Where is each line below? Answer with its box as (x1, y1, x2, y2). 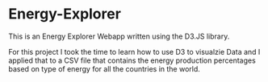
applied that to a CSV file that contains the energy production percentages (8, 55, 256, 65)
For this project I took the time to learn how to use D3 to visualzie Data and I (8, 47, 261, 56)
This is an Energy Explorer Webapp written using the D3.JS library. (8, 31, 230, 41)
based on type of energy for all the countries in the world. (8, 64, 200, 73)
